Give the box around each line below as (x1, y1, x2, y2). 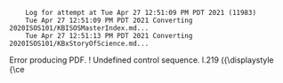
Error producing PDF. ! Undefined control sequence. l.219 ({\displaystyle (9, 55, 274, 65)
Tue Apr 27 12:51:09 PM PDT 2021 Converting (25, 16, 193, 25)
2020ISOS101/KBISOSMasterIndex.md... (9, 24, 150, 33)
